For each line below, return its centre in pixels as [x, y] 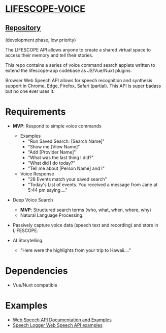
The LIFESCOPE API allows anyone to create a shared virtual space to [78, 50]
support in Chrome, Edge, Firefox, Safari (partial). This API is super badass [83, 86]
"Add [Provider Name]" [52, 152]
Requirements [36, 112]
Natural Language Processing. [52, 215]
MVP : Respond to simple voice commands [57, 126]
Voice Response [37, 173]
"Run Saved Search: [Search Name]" [66, 141]
